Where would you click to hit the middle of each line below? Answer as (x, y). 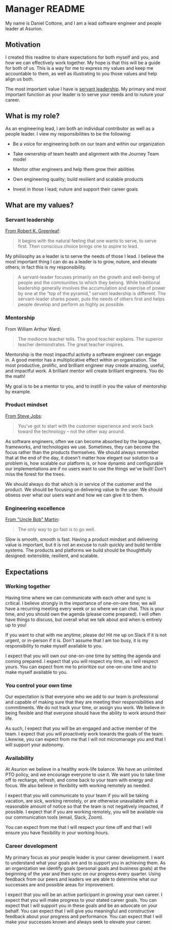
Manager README (45, 9)
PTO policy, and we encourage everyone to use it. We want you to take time (85, 775)
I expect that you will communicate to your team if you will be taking (77, 795)
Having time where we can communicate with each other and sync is (78, 597)
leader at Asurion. (24, 28)
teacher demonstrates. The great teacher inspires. (71, 344)
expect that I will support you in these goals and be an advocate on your (81, 905)
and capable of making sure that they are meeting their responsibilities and (84, 702)
